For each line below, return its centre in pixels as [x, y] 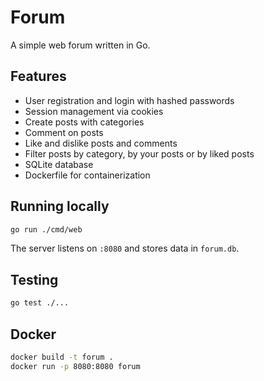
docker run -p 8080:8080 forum [75, 366]
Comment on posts [64, 132]
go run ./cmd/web [46, 229]
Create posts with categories [84, 122]
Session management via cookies [94, 111]
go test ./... [40, 303]
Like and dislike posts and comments [101, 143]
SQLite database [59, 164]
